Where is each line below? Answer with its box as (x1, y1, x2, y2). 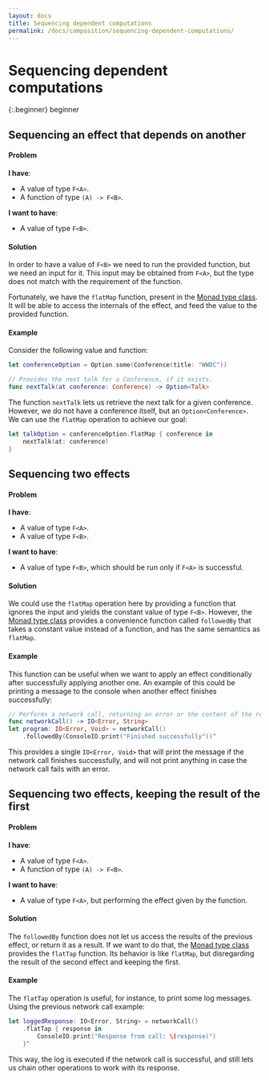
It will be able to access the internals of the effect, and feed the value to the (8, 301, 258, 311)
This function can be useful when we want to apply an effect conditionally (8, 669, 252, 679)
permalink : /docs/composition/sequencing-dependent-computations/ (8, 26, 235, 35)
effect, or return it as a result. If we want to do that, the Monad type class (8, 940, 250, 949)
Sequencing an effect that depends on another (8, 128, 247, 141)
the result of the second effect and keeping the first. (8, 956, 181, 967)
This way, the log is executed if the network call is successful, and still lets (8, 1054, 254, 1064)
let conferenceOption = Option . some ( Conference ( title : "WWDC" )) (8, 361, 227, 369)
